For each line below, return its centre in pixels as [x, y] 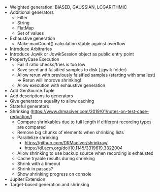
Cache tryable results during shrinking [56, 158]
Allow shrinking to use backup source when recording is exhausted [85, 153]
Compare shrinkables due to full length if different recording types [84, 122]
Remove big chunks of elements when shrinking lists [70, 132]
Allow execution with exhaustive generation [61, 85]
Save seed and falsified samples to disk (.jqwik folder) [72, 70]
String [23, 23]
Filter [22, 17]
